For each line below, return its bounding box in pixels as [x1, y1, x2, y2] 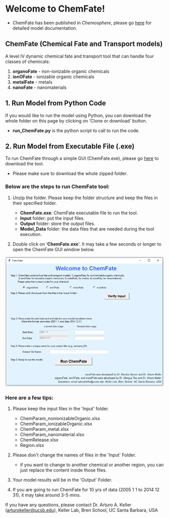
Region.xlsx [20, 442, 44, 448]
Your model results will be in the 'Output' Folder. [12, 477, 112, 483]
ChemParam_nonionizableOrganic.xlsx [20, 415, 101, 421]
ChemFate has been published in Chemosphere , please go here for [12, 20, 152, 26]
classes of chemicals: [5, 59, 50, 65]
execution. [20, 231, 42, 237]
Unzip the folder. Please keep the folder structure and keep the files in [12, 195, 158, 201]
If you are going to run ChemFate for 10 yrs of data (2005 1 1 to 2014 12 [12, 486, 160, 492]
